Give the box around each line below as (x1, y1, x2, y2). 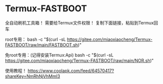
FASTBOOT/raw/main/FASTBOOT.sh (5, 42, 78, 48)
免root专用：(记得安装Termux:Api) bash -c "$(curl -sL (5, 52, 114, 58)
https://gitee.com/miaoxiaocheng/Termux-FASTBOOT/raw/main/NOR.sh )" (5, 57, 154, 63)
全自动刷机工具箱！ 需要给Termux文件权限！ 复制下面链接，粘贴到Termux (5, 20, 154, 26)
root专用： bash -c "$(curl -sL (5, 36, 66, 42)
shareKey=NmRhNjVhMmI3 (5, 73, 60, 79)
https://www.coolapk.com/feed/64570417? (27, 67, 114, 74)
